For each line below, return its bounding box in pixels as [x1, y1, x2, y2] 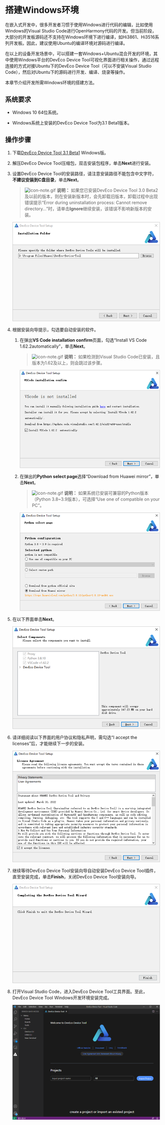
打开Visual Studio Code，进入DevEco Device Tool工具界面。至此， [12, 989, 148, 995]
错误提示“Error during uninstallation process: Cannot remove [24, 199, 147, 205]
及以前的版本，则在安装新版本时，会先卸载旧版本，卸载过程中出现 [24, 193, 158, 199]
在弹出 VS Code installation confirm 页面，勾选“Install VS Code [19, 337, 147, 343]
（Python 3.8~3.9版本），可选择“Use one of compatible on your [31, 496, 160, 502]
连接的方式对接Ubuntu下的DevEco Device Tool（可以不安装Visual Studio [5, 63, 152, 69]
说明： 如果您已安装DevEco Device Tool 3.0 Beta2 [56, 187, 158, 193]
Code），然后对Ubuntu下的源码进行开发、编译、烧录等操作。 [5, 69, 128, 75]
